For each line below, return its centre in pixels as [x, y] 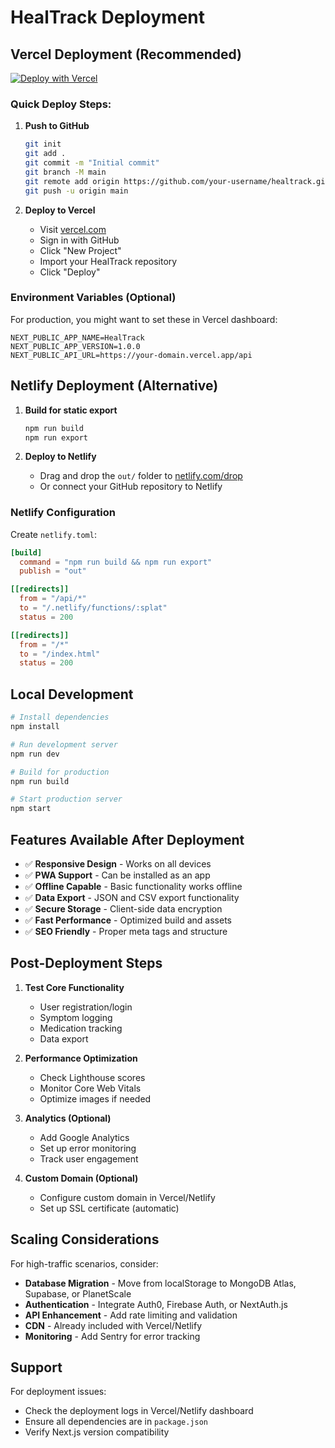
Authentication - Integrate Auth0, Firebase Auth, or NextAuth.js [156, 1304]
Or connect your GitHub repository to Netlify [131, 487]
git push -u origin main [76, 191]
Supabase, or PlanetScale [78, 1293]
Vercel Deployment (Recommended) [126, 54]
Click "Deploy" [70, 272]
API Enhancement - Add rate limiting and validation [131, 1315]
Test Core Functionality [74, 987]
